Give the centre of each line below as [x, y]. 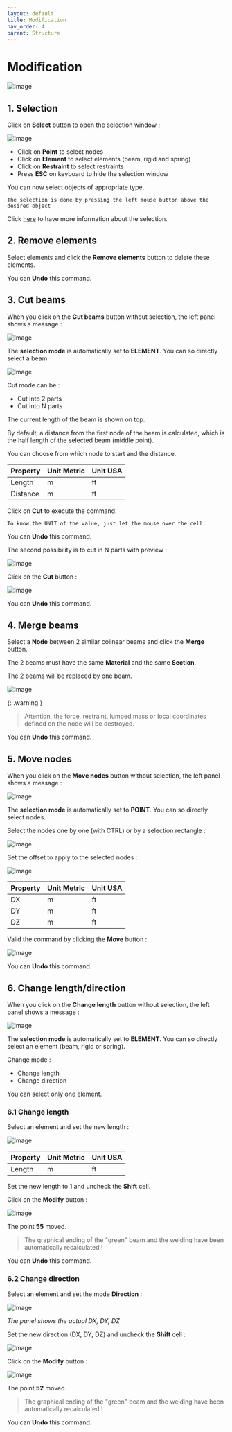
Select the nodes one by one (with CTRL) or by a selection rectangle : [106, 831]
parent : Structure [34, 33]
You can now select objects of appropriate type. [76, 187]
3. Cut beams [36, 300]
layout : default [30, 14]
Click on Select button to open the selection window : [84, 125]
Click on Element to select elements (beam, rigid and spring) [104, 159]
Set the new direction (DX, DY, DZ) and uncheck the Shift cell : [96, 1334]
